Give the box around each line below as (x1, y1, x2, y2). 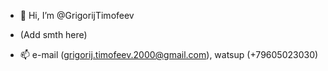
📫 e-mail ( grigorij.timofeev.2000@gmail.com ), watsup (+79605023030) (19, 49, 319, 60)
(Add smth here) (19, 29, 88, 40)
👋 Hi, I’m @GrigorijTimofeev (19, 10, 135, 21)
